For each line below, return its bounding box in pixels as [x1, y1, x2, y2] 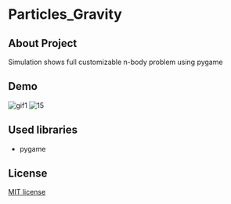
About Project [8, 37, 78, 50]
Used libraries [8, 123, 78, 137]
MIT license [8, 188, 46, 197]
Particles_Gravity [8, 5, 123, 23]
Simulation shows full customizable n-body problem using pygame [8, 57, 223, 66]
